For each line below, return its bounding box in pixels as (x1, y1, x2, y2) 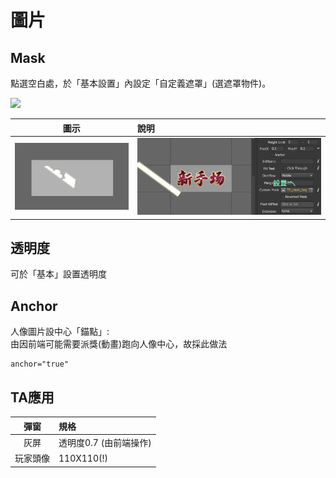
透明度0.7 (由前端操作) (58, 436, 152, 448)
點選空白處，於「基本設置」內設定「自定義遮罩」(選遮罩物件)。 (10, 77, 272, 89)
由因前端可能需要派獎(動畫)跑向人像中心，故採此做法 (10, 338, 228, 350)
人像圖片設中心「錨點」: (10, 326, 110, 338)
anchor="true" (10, 359, 70, 370)
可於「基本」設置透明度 (10, 268, 107, 280)
